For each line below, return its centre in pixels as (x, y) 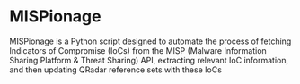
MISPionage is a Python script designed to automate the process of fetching (150, 41)
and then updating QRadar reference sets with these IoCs (116, 70)
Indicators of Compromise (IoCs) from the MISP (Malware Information (138, 50)
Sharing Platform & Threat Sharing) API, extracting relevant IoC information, (149, 60)
